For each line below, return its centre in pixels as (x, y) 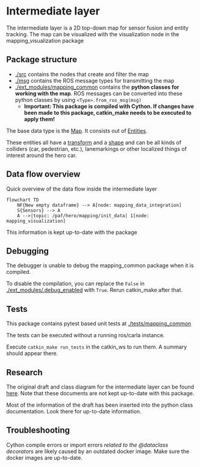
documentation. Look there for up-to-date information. (74, 411)
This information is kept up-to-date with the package (72, 232)
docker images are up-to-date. (44, 457)
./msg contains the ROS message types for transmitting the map (95, 80)
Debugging (28, 251)
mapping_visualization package (45, 40)
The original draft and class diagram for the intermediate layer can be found (100, 387)
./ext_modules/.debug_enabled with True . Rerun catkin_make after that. (94, 290)
